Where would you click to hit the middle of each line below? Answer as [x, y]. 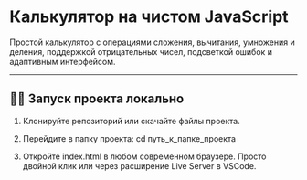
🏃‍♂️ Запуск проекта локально [97, 99]
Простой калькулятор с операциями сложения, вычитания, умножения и [152, 42]
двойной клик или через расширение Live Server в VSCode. [139, 165]
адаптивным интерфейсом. [63, 61]
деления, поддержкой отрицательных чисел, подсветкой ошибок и [141, 51]
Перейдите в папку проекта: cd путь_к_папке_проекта [129, 138]
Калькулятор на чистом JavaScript [149, 17]
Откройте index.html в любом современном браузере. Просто [144, 156]
